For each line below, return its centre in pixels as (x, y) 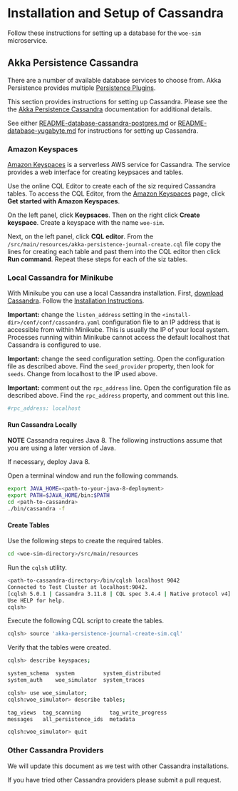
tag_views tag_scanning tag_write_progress (87, 712)
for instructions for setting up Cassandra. (138, 131)
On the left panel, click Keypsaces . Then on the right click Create (104, 215)
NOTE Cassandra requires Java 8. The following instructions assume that (115, 440)
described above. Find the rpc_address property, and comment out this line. (118, 395)
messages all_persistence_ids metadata (71, 719)
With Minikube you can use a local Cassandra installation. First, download (115, 293)
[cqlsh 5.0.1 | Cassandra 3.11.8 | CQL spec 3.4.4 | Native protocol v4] (119, 594)
